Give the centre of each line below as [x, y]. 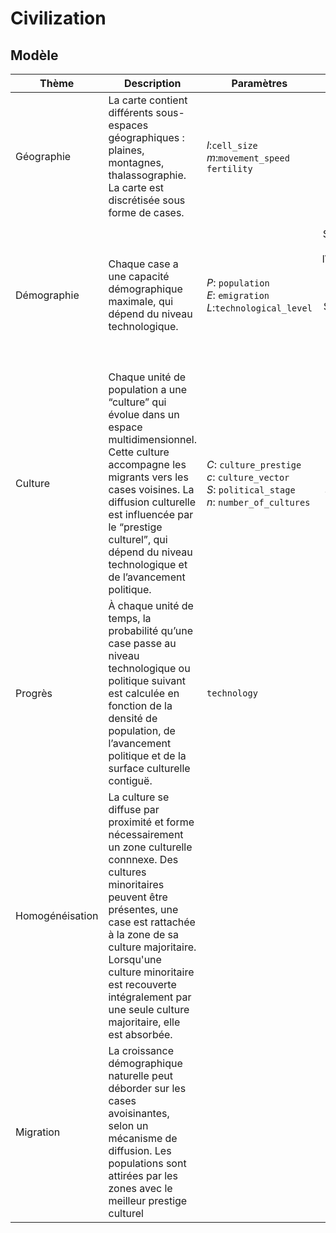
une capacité [139, 276]
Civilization [58, 18]
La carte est [136, 187]
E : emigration [238, 295]
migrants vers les [148, 477]
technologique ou [149, 669]
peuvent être [138, 897]
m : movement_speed [248, 157]
